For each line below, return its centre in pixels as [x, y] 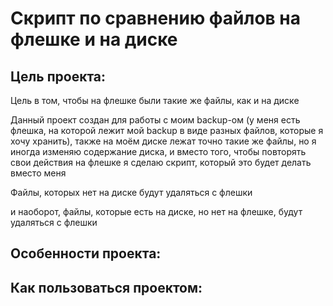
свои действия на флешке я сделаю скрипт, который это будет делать [161, 162]
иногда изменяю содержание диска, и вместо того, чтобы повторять [158, 151]
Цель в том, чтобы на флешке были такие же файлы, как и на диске [155, 100]
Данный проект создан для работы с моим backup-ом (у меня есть [155, 120]
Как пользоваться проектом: [106, 287]
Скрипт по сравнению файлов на [156, 18]
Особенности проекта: [86, 253]
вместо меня [38, 173]
